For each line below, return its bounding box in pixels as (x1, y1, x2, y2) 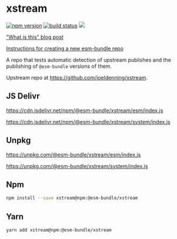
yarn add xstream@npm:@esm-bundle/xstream (6, 227, 112, 233)
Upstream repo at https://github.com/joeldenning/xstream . (6, 74, 148, 81)
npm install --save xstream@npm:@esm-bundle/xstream (6, 195, 138, 201)
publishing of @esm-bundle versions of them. (6, 63, 112, 70)
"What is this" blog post (6, 33, 64, 40)
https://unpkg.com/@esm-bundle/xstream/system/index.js (6, 162, 148, 169)
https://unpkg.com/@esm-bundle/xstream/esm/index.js (6, 151, 141, 158)
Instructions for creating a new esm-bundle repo (6, 45, 123, 52)
